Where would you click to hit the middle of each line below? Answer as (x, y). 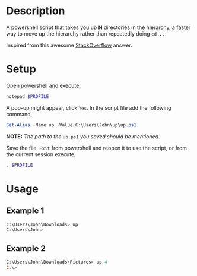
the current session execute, (41, 154)
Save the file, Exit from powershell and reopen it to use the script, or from (97, 148)
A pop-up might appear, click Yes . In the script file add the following (89, 107)
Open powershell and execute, (44, 85)
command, (19, 114)
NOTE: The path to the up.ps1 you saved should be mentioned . (83, 136)
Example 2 (26, 248)
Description (36, 11)
